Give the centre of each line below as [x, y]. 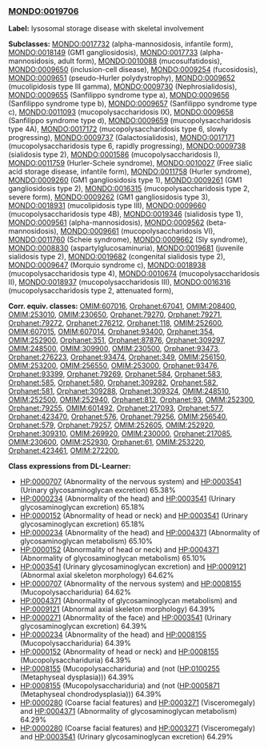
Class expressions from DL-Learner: [70, 467]
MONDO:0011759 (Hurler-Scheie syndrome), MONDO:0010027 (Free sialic [131, 163]
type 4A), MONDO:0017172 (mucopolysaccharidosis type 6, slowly [118, 129]
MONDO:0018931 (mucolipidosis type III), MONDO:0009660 [107, 206]
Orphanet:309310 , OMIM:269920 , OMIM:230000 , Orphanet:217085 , [120, 434]
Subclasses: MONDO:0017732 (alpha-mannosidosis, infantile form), [121, 44]
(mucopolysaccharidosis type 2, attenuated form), [91, 290]
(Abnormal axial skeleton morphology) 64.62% [97, 575]
